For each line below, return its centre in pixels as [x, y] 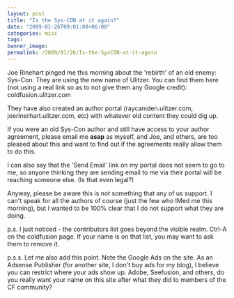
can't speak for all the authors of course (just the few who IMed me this [110, 200]
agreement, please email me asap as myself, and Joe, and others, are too [112, 136]
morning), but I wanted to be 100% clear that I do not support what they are [116, 208]
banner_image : [28, 46]
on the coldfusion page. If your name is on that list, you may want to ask [110, 236]
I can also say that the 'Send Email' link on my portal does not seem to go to [116, 165]
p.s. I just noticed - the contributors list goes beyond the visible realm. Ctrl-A [117, 229]
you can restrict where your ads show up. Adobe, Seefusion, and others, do [116, 272]
